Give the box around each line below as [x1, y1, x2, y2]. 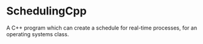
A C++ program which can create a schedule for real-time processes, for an [6, 24, 198, 31]
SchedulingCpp [6, 4, 87, 18]
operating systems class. [6, 30, 69, 37]
